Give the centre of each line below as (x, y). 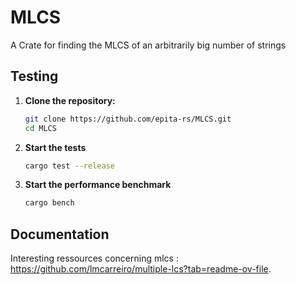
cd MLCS (40, 128)
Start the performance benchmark (98, 185)
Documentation (60, 234)
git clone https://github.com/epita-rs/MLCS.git (128, 119)
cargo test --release (69, 166)
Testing (34, 76)
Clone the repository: (70, 100)
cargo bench (49, 203)
